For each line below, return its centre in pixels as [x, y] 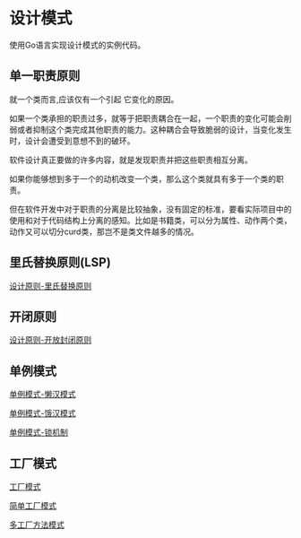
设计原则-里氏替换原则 [51, 286]
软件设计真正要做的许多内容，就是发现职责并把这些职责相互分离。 [131, 160]
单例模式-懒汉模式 [43, 395]
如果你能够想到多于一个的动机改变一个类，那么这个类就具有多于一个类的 [142, 178]
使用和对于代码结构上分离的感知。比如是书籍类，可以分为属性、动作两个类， [150, 220]
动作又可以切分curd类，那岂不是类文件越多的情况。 [104, 231]
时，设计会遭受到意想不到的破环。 [72, 141]
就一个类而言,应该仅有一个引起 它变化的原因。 [94, 99]
